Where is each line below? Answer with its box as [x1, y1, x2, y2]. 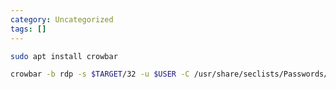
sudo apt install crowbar [10, 51, 118, 61]
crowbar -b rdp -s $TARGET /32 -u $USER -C [10, 69, 190, 80]
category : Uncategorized [10, 14, 114, 25]
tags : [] [10, 24, 47, 34]
